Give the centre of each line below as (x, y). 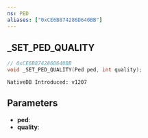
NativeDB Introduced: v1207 (47, 82)
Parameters (33, 103)
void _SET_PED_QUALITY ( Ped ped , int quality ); (75, 70)
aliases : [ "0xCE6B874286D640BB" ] (55, 20)
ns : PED (18, 13)
